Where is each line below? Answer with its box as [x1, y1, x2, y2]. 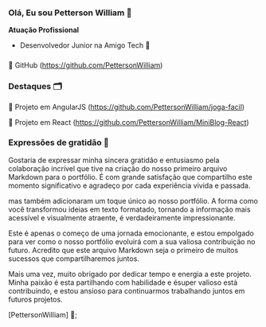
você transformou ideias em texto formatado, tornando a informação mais [8, 204, 251, 214]
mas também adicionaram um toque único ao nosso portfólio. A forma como [8, 196, 259, 205]
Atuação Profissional [8, 25, 80, 35]
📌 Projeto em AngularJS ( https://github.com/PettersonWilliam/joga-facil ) [8, 102, 245, 111]
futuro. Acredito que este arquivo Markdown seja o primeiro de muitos [8, 245, 239, 255]
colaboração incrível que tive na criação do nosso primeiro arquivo [8, 163, 228, 173]
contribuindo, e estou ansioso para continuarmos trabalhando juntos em [8, 286, 245, 295]
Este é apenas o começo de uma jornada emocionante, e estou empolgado [8, 228, 255, 238]
